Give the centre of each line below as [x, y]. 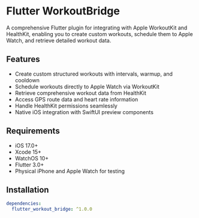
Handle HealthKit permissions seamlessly [66, 106]
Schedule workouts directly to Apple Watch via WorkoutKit [87, 86]
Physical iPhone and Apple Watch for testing [70, 171]
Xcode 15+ [28, 152]
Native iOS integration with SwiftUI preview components [84, 112]
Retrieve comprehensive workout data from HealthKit [81, 93]
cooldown [27, 80]
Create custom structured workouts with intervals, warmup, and [94, 74]
